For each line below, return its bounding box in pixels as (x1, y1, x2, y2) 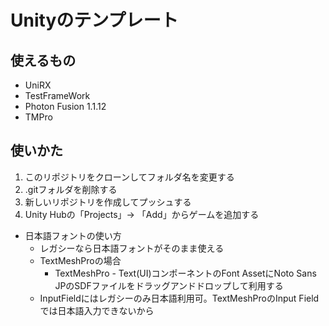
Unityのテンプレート (10, 9, 179, 32)
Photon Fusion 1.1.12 (24, 101, 107, 112)
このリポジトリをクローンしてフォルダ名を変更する (24, 171, 235, 183)
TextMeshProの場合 (39, 254, 122, 266)
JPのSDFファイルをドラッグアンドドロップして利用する (54, 279, 284, 291)
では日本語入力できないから (39, 304, 155, 316)
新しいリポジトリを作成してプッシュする (24, 196, 192, 208)
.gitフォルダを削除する (24, 183, 118, 195)
